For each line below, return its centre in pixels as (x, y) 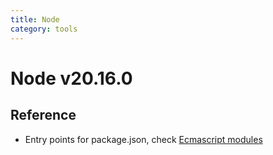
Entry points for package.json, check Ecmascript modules (143, 139)
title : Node (35, 19)
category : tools (44, 29)
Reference (43, 115)
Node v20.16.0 (71, 78)
